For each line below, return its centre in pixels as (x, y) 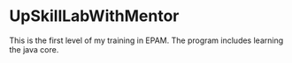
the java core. (34, 49)
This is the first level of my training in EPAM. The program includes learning (146, 40)
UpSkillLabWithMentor (94, 16)
